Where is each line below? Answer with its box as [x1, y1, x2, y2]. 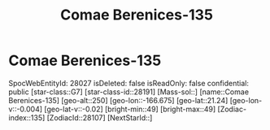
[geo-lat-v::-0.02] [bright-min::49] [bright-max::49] [44, 104, 216, 114]
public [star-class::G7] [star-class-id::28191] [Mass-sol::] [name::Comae [8, 87, 250, 97]
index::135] [8, 112, 46, 123]
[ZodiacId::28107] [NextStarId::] [46, 112, 153, 123]
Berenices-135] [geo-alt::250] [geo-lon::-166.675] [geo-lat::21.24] [8, 95, 229, 105]
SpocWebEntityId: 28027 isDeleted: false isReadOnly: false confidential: [8, 78, 250, 88]
